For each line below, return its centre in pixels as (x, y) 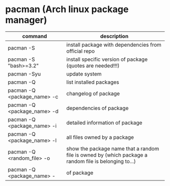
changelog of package (93, 93)
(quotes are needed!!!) (93, 65)
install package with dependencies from (114, 45)
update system (84, 73)
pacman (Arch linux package (67, 9)
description (115, 36)
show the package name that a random (113, 148)
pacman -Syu (24, 73)
